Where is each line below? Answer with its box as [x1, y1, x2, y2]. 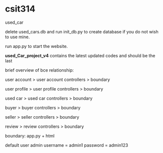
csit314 [5, 3, 36, 15]
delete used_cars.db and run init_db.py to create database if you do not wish [5, 29, 159, 34]
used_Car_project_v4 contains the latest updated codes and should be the [5, 52, 156, 59]
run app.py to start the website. [5, 43, 68, 49]
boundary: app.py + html [5, 133, 55, 138]
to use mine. [5, 34, 30, 40]
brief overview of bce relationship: [5, 67, 74, 73]
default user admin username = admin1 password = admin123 [5, 142, 128, 148]
